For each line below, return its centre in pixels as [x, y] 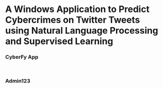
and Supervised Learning [59, 41]
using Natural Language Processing [82, 31]
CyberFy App [22, 57]
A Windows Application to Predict [77, 9]
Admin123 [18, 81]
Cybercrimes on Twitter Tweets [73, 20]
